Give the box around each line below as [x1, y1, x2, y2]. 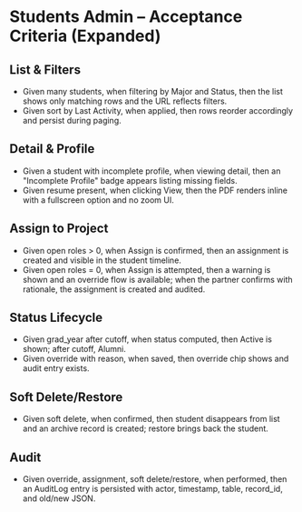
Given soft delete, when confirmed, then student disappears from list [22, 414, 280, 425]
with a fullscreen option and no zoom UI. [22, 194, 174, 206]
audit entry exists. [22, 363, 90, 374]
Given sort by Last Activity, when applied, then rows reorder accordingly [22, 105, 293, 115]
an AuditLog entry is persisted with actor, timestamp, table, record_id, [22, 484, 283, 495]
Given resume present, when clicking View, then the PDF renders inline [22, 185, 288, 196]
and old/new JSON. [22, 493, 96, 504]
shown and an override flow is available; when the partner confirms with [22, 274, 293, 285]
